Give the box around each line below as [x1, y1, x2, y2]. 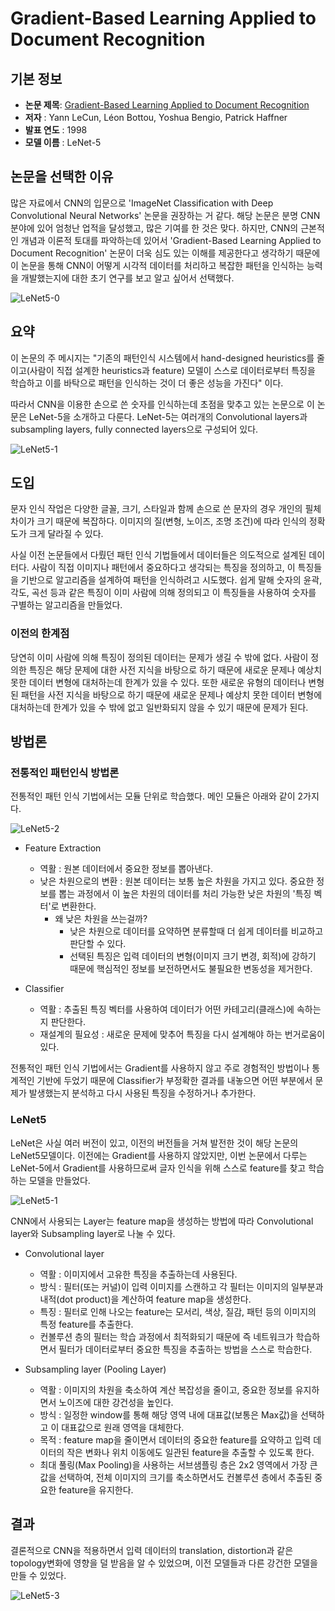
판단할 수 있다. [69, 938, 127, 950]
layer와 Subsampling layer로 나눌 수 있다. [10, 1227, 176, 1239]
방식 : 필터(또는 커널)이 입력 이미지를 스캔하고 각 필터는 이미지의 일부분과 [39, 1280, 324, 1292]
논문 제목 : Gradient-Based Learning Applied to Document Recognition [24, 99, 310, 111]
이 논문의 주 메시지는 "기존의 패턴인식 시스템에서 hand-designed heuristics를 [10, 352, 315, 364]
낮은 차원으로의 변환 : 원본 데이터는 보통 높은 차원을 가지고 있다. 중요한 [39, 875, 315, 887]
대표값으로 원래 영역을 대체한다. [61, 1421, 185, 1433]
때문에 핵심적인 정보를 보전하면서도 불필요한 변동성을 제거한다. [69, 963, 313, 975]
